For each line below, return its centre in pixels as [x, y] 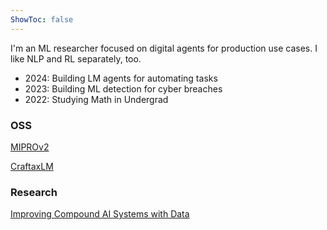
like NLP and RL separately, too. [76, 58]
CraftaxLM [32, 166]
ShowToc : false [42, 19]
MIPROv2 [30, 147]
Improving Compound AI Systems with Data [100, 214]
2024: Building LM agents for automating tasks [121, 78]
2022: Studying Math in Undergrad [96, 99]
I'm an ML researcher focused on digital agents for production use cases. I [164, 48]
